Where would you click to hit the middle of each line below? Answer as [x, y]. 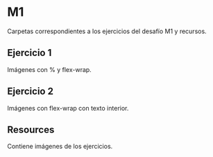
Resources [31, 130]
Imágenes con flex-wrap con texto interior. [68, 108]
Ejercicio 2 [31, 92]
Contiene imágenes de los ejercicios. [60, 147]
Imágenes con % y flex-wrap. [49, 69]
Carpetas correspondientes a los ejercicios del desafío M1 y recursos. [107, 31]
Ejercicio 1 [29, 53]
